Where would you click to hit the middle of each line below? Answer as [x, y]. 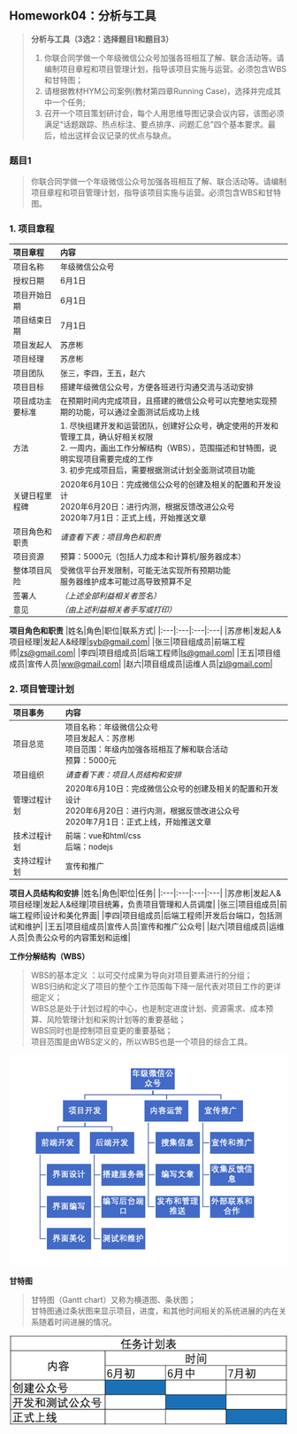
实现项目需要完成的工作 [110, 459]
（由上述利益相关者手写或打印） [118, 609]
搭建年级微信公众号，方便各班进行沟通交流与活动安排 [157, 386]
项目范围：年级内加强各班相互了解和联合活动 [146, 749]
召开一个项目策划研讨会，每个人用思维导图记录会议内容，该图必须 [164, 113]
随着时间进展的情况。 [77, 1322]
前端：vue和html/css [103, 836]
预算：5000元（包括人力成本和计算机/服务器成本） [153, 557]
